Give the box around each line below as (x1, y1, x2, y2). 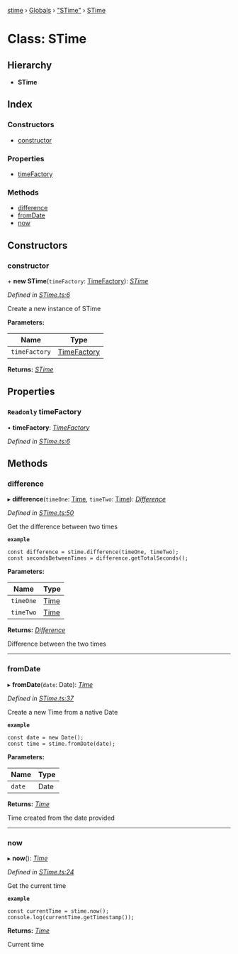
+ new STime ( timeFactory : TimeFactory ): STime (7, 276, 149, 285)
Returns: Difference (7, 626, 66, 634)
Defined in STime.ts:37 (7, 694, 74, 703)
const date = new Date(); (7, 734, 84, 741)
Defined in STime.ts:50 (7, 509, 74, 517)
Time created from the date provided (7, 813, 115, 822)
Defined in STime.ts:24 (7, 867, 74, 876)
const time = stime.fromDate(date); (7, 740, 115, 747)
